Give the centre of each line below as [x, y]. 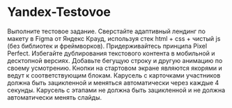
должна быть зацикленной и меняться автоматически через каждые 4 [113, 82]
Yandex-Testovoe [59, 12]
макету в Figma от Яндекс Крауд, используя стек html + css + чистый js [114, 38]
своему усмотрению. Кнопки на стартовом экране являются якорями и [115, 68]
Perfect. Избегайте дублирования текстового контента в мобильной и [111, 53]
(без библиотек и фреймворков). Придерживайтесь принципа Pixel [107, 46]
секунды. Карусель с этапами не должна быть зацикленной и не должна [116, 90]
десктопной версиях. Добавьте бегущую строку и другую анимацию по [115, 60]
